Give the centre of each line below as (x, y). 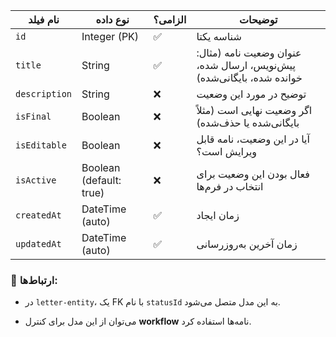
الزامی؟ (170, 19)
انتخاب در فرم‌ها (230, 186)
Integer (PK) (110, 36)
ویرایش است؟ (227, 151)
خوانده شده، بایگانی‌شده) (249, 77)
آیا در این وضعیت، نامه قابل (253, 139)
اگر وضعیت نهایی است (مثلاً (254, 110)
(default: (101, 180)
